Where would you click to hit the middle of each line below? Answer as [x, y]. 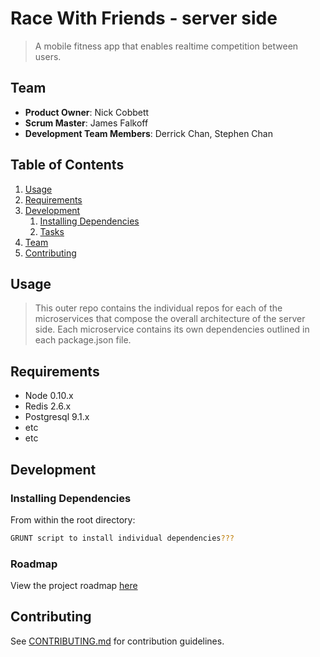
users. [48, 56]
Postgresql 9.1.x [57, 417]
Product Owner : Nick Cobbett [87, 112]
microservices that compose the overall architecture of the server [170, 319]
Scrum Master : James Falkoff [86, 123]
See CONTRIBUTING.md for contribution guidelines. [117, 641]
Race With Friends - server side [144, 18]
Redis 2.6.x [48, 406]
